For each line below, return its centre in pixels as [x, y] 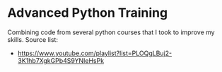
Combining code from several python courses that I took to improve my [111, 32]
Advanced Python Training [88, 13]
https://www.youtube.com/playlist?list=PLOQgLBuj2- [94, 53]
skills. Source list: [33, 39]
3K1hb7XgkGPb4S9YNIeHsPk [61, 60]
